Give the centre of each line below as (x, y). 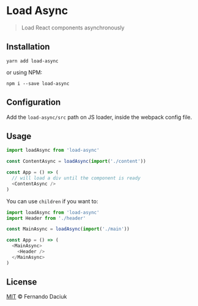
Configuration (34, 103)
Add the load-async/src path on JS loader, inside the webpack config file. (99, 117)
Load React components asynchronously (73, 28)
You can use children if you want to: (52, 201)
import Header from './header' (46, 218)
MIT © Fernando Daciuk (37, 297)
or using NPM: (24, 72)
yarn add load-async (33, 61)
